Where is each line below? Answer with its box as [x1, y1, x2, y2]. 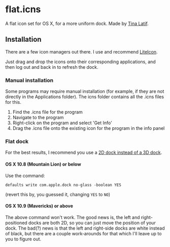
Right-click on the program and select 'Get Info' [12, 120, 113, 126]
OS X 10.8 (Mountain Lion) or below [5, 161, 81, 167]
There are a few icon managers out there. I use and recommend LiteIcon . [5, 48, 158, 54]
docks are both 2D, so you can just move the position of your [28, 219, 156, 226]
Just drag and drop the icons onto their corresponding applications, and [5, 59, 156, 65]
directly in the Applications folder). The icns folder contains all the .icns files [5, 94, 164, 100]
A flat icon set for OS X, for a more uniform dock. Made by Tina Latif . [5, 20, 149, 26]
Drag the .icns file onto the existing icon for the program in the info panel [12, 125, 165, 131]
